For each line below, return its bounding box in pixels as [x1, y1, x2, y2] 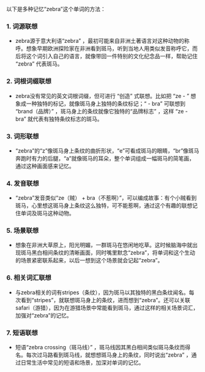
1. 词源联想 [6, 22, 38, 31]
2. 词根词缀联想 [6, 77, 52, 86]
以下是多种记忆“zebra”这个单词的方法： [6, 6, 106, 12]
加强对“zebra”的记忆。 [15, 311, 72, 319]
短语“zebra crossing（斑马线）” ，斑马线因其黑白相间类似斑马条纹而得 [15, 344, 191, 351]
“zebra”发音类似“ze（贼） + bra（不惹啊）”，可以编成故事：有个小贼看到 [15, 194, 197, 202]
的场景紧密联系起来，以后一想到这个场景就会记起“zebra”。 [15, 257, 163, 264]
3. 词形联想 [6, 132, 39, 140]
